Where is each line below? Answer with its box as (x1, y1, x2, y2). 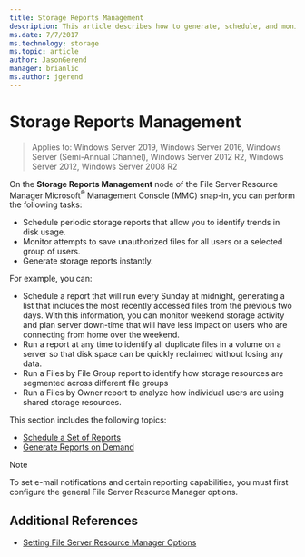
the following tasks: (9, 199, 83, 210)
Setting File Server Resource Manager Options (22, 537, 197, 548)
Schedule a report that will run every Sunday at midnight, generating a (22, 291, 286, 302)
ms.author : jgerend (9, 73, 84, 82)
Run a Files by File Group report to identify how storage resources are (22, 368, 284, 379)
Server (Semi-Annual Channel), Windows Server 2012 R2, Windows (31, 151, 284, 162)
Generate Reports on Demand (22, 442, 134, 453)
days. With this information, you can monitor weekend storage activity (22, 310, 285, 321)
